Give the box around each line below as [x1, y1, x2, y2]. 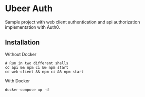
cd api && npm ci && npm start [5, 65, 69, 70]
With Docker [5, 78, 30, 83]
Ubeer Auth [5, 3, 53, 14]
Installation [5, 39, 40, 47]
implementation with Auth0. [5, 24, 60, 30]
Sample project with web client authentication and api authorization [5, 19, 140, 25]
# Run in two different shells [5, 60, 69, 66]
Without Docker [5, 51, 36, 57]
